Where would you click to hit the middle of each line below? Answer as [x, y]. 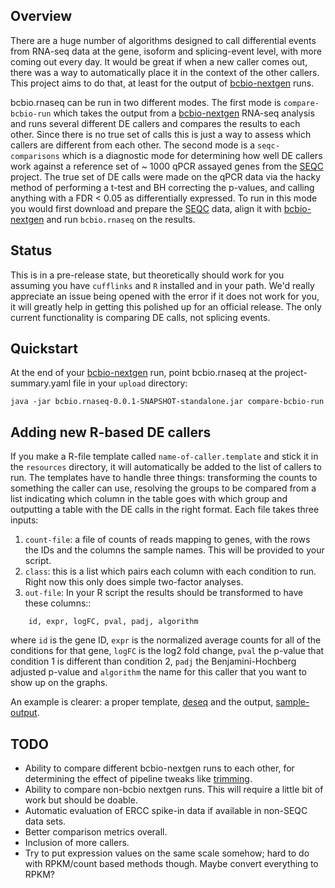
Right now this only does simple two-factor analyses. [134, 582]
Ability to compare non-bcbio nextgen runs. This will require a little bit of [174, 790]
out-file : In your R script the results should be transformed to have [164, 593]
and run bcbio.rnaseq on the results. [121, 219]
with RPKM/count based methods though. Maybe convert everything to [171, 864]
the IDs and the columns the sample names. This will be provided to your [174, 550]
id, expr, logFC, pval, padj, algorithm [113, 622]
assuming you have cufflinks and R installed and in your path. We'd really [162, 285]
